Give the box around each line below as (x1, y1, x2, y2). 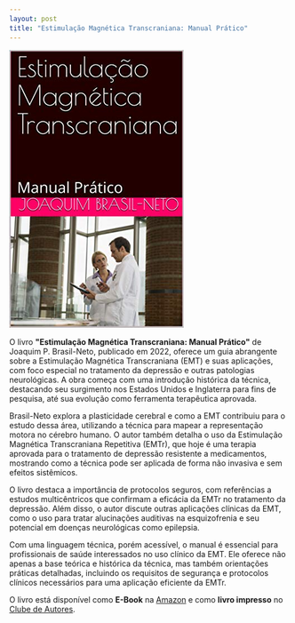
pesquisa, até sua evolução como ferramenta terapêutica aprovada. (9, 393, 258, 403)
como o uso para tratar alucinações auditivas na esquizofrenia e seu (9, 512, 259, 523)
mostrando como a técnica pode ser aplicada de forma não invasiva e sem (9, 458, 283, 468)
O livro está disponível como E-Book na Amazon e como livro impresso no (9, 594, 283, 604)
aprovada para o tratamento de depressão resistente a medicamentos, (9, 448, 267, 459)
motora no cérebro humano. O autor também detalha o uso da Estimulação (9, 429, 283, 440)
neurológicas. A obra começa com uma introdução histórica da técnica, (9, 374, 271, 385)
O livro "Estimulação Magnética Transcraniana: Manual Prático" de (9, 336, 262, 347)
